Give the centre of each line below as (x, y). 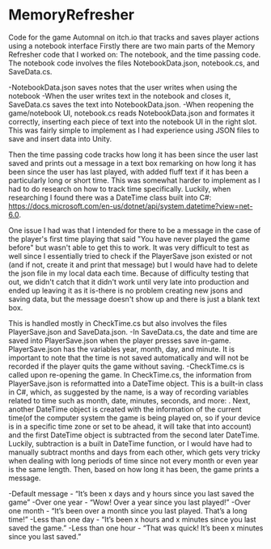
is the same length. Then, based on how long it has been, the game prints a (134, 469)
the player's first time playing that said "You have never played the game (129, 239)
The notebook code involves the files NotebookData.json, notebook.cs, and (134, 63)
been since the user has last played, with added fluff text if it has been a (129, 171)
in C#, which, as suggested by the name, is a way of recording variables (129, 392)
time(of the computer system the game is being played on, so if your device (135, 417)
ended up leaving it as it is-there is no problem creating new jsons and (125, 290)
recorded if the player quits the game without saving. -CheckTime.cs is (127, 366)
